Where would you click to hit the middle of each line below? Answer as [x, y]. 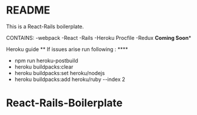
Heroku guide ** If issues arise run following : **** [67, 49]
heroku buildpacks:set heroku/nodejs [60, 73]
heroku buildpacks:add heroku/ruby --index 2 [70, 79]
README [28, 10]
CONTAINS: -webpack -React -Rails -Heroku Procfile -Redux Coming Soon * [99, 38]
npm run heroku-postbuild [46, 60]
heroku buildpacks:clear [44, 67]
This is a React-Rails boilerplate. [45, 26]
